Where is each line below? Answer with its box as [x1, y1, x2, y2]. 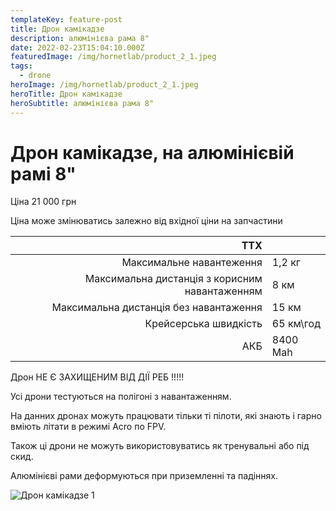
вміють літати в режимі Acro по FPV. [10, 421, 167, 433]
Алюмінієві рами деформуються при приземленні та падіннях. [10, 470, 279, 482]
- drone [19, 71, 52, 81]
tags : [10, 61, 33, 71]
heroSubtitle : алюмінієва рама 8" [10, 98, 155, 108]
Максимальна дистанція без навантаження [51, 301, 263, 315]
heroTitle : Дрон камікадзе [10, 89, 123, 99]
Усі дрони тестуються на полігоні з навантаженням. [10, 391, 232, 403]
